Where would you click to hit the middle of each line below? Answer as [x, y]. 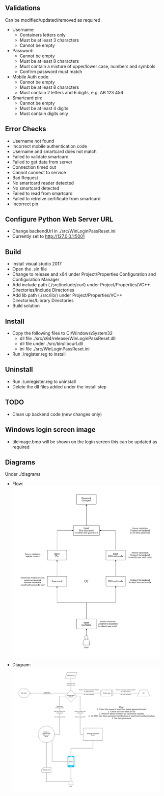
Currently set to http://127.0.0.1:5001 [48, 236]
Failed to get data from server [42, 162]
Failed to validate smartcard [40, 156]
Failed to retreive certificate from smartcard [56, 198]
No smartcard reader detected [43, 183]
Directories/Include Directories [43, 290]
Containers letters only [42, 35]
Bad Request [25, 178]
